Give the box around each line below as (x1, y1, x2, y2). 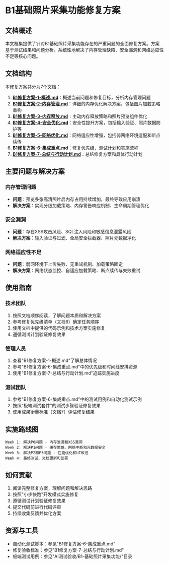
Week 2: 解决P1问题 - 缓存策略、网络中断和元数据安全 (5, 445, 106, 450)
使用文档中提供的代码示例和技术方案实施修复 (12, 325, 106, 331)
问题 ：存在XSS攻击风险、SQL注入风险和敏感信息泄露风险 (12, 228, 132, 234)
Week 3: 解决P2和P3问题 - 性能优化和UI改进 (5, 451, 89, 456)
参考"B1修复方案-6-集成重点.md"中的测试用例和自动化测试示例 (12, 396, 142, 402)
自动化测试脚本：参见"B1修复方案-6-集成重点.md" (12, 540, 116, 547)
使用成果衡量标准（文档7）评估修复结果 (12, 409, 95, 415)
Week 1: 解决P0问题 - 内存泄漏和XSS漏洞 (5, 440, 83, 445)
